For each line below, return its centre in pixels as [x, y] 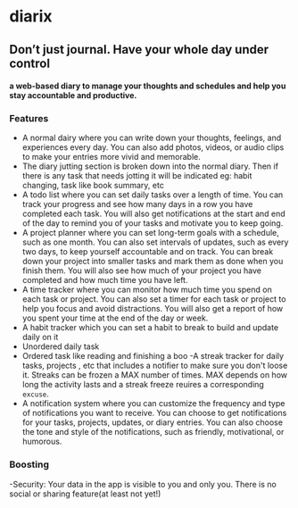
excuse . [35, 394]
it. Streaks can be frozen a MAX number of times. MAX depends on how [155, 375]
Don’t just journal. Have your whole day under [139, 50]
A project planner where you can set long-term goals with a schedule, [150, 233]
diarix [31, 17]
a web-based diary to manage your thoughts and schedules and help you [148, 86]
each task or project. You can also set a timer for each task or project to [154, 299]
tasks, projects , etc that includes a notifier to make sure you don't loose [155, 366]
